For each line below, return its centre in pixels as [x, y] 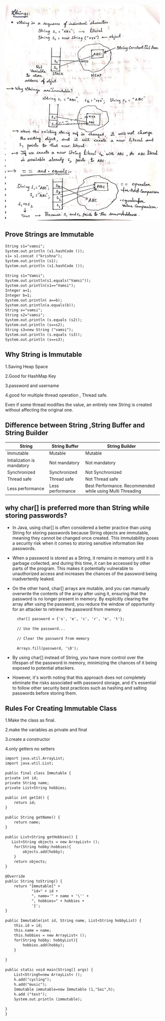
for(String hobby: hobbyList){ [46, 940]
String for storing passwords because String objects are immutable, [81, 532]
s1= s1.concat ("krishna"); [34, 256]
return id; [25, 803]
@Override [15, 876]
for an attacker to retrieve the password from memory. [67, 609]
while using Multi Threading [113, 491]
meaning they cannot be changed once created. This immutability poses [85, 538]
